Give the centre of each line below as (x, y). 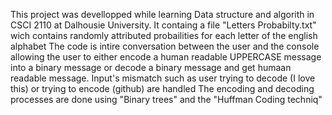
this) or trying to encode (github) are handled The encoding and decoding (162, 88)
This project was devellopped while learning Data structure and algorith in (162, 14)
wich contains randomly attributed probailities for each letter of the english (164, 35)
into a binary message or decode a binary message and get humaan (151, 67)
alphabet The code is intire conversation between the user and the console (165, 46)
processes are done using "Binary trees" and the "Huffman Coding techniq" (166, 99)
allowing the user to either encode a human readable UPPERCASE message (166, 57)
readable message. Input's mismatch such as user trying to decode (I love (163, 78)
